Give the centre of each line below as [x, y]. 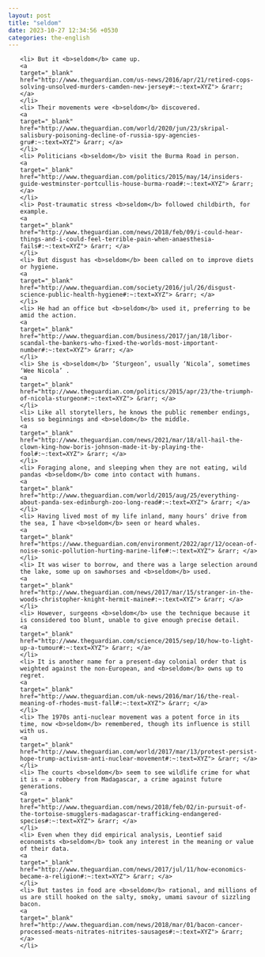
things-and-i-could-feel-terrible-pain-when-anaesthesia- [117, 239]
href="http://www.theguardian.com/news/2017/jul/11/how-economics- [133, 870]
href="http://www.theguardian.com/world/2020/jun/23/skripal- [124, 129]
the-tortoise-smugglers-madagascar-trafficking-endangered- [121, 815]
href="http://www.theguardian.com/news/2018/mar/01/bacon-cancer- [131, 925]
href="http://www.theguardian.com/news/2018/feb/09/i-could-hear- [131, 233]
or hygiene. [39, 267]
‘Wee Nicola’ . [45, 371]
